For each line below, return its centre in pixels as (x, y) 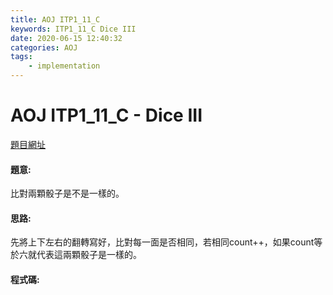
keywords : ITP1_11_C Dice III (73, 29)
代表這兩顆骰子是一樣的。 (89, 255)
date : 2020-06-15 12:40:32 (66, 38)
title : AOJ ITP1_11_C (55, 19)
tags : (21, 57)
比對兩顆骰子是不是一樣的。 (67, 193)
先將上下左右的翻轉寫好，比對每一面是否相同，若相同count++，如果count (162, 242)
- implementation (64, 66)
